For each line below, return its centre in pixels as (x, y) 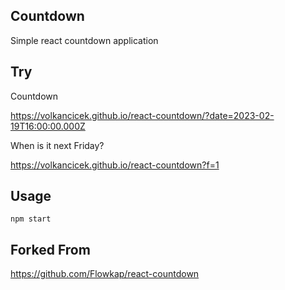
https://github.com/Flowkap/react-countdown (105, 274)
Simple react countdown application (84, 40)
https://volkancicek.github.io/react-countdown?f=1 (115, 165)
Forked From (50, 249)
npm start (31, 219)
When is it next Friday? (57, 145)
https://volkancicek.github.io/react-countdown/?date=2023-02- (142, 115)
